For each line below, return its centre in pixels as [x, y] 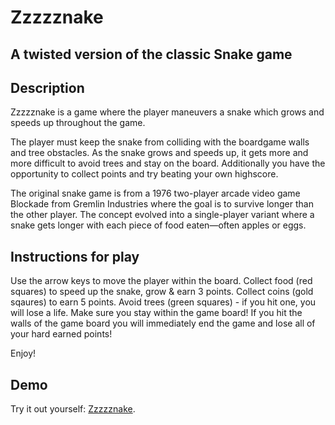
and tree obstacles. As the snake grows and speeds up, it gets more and [159, 153]
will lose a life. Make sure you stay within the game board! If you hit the [156, 313]
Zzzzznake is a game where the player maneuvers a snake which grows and [167, 112]
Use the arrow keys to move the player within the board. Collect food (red [161, 281]
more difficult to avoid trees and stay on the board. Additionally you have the [168, 163]
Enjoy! [23, 353]
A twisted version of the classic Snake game [151, 54]
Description [47, 87]
